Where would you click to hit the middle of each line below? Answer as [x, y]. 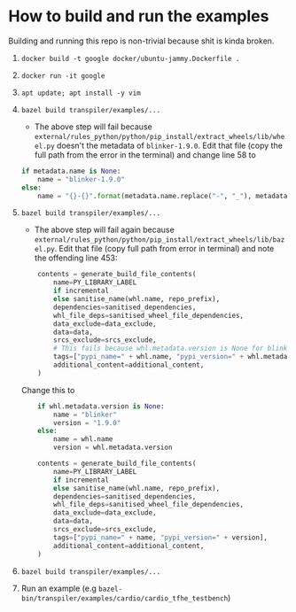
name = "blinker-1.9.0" [81, 179]
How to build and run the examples [139, 16]
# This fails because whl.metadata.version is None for [159, 349]
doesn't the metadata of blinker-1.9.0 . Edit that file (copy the [169, 145]
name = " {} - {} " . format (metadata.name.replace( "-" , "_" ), [145, 196]
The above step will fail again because [104, 230]
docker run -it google [63, 76]
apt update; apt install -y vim [81, 93]
